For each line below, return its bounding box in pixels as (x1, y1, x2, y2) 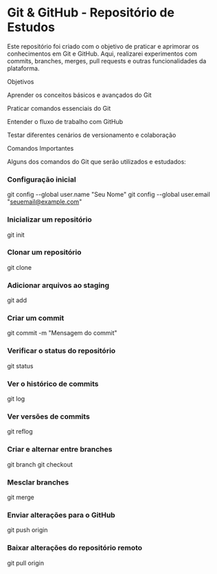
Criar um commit (7, 313, 65, 323)
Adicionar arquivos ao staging (7, 280, 110, 290)
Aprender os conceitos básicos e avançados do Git (7, 91, 152, 99)
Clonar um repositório (7, 248, 82, 257)
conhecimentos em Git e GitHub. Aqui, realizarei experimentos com (7, 50, 198, 58)
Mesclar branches (7, 477, 69, 487)
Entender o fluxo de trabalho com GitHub (7, 117, 124, 125)
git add (7, 296, 27, 304)
